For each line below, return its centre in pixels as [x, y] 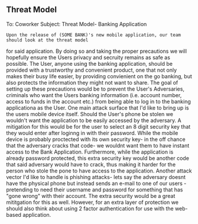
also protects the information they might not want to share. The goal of [92, 82]
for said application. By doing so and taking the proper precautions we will [97, 51]
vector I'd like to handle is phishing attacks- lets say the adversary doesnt [96, 177]
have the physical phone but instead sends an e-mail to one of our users [95, 183]
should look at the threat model [47, 40]
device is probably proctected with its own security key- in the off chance [96, 139]
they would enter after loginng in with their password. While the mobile [92, 133]
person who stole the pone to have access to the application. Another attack [99, 171]
